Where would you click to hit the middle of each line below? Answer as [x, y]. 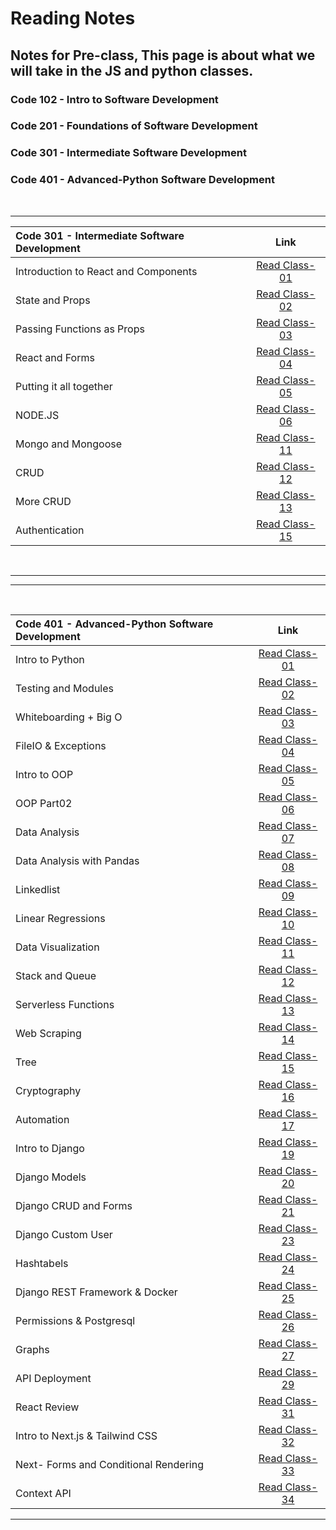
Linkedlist [38, 889]
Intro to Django [50, 1148]
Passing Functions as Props [80, 329]
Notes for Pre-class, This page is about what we [163, 55]
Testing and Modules [65, 688]
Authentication [50, 530]
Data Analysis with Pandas [77, 860]
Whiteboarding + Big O [69, 717]
